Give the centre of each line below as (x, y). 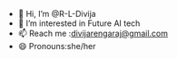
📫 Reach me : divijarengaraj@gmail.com (93, 33)
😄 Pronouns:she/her (57, 46)
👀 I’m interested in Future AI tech (79, 23)
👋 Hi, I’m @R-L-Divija (57, 14)
